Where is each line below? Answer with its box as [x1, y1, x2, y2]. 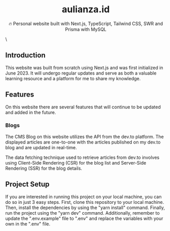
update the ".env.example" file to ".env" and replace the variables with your [5, 215, 163, 221]
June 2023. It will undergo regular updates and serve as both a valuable [5, 70, 157, 76]
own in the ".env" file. [5, 221, 51, 227]
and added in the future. [5, 109, 56, 115]
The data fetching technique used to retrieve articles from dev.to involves [5, 154, 160, 160]
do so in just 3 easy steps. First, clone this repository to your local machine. [5, 199, 164, 205]
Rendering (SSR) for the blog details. [5, 165, 83, 171]
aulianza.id [62, 4, 110, 15]
